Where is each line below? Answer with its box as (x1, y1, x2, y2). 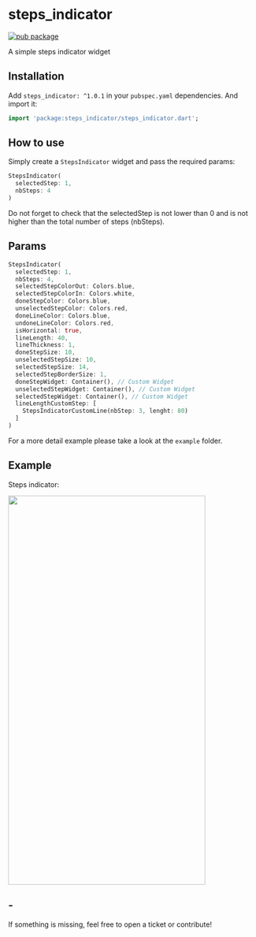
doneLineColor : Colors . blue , (15, 311, 111, 320)
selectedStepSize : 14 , (15, 363, 90, 371)
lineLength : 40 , (15, 333, 69, 342)
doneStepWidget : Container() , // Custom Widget (15, 377, 175, 385)
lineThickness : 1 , (15, 341, 76, 349)
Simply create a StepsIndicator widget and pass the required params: (8, 157, 236, 166)
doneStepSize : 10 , (15, 348, 76, 356)
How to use (8, 136, 65, 150)
